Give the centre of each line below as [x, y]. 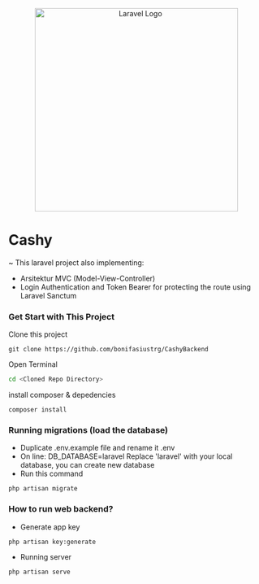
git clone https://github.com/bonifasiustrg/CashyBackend [108, 350]
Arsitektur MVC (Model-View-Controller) [88, 278]
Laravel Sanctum [48, 295]
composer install [38, 410]
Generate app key [50, 527]
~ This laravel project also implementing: [76, 262]
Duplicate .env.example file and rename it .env [97, 448]
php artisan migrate [43, 489]
